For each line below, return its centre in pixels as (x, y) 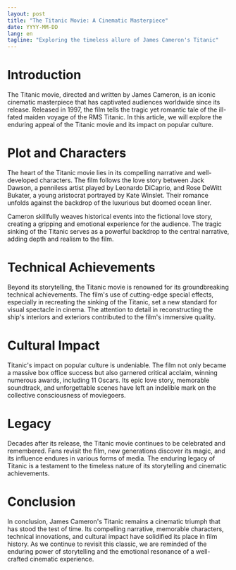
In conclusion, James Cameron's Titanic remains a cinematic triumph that (114, 521)
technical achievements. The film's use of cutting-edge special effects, (110, 295)
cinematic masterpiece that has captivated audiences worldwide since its (114, 102)
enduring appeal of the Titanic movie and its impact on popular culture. (110, 125)
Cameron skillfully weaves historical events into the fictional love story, (110, 216)
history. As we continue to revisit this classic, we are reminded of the (107, 544)
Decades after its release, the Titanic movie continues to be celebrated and (116, 443)
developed (23, 180)
